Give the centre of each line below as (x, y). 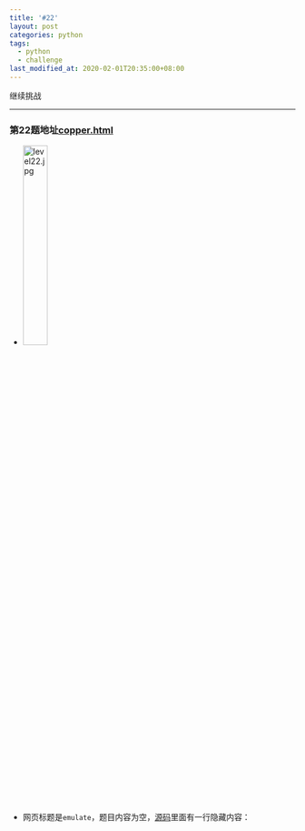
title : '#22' (34, 18)
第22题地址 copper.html (61, 130)
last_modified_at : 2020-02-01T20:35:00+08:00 (97, 69)
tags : (20, 43)
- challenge (40, 60)
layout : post (34, 26)
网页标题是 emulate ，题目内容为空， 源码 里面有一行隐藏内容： (136, 817)
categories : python (46, 35)
